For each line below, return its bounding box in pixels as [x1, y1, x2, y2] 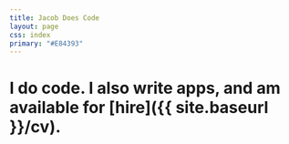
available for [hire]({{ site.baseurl [9, 98, 269, 118]
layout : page [9, 22, 59, 31]
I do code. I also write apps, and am [9, 78, 281, 98]
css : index [9, 30, 51, 39]
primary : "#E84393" [9, 38, 84, 48]
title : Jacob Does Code [9, 13, 100, 23]
